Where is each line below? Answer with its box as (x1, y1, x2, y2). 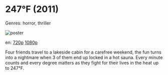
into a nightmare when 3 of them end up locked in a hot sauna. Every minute (5, 54, 163, 60)
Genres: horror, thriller (5, 20, 51, 26)
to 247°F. (5, 65, 25, 71)
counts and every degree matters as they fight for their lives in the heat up (5, 59, 159, 65)
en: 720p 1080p (5, 39, 38, 45)
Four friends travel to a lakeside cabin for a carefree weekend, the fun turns (5, 49, 161, 55)
